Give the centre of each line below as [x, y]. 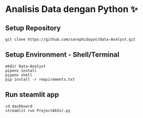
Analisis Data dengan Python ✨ [71, 9]
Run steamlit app [32, 95]
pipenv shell [19, 75]
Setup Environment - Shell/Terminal [62, 55]
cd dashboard [19, 106]
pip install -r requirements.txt [40, 79]
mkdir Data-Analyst [26, 66]
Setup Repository [33, 28]
